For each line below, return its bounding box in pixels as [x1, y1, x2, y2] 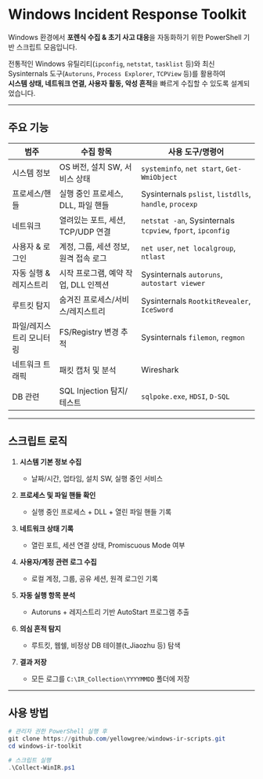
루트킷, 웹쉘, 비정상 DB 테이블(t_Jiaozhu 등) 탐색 [31, 640, 181, 649]
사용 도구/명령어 [168, 146, 225, 157]
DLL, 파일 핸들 [59, 199, 110, 210]
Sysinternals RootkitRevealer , [140, 295, 251, 306]
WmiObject [140, 173, 178, 181]
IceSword [140, 305, 174, 314]
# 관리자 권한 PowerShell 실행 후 [8, 728, 108, 736]
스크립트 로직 [8, 434, 68, 448]
